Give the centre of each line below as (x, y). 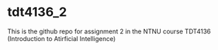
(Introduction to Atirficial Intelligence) (62, 38)
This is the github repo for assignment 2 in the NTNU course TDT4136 (109, 31)
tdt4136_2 (37, 12)
